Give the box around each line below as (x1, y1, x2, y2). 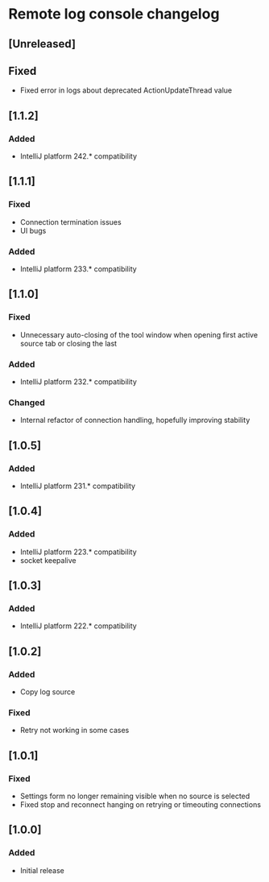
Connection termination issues (19, 217, 122, 226)
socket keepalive (19, 555, 77, 565)
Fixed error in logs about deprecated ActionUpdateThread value (19, 85, 233, 95)
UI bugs (19, 226, 47, 235)
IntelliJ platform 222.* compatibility (19, 621, 137, 631)
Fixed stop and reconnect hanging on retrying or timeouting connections (19, 800, 262, 810)
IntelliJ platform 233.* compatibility (19, 264, 137, 274)
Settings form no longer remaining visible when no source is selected (19, 791, 250, 801)
